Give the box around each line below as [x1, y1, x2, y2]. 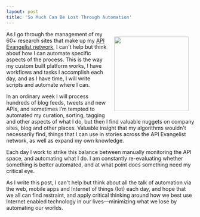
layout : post [6, 8, 39, 15]
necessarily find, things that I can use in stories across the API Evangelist [6, 130, 186, 137]
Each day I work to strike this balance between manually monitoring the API [6, 148, 192, 155]
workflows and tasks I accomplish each [6, 68, 103, 76]
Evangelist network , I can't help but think [6, 43, 107, 51]
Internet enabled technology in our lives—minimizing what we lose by [6, 197, 177, 205]
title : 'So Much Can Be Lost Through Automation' [6, 14, 133, 20]
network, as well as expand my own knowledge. [6, 137, 124, 144]
